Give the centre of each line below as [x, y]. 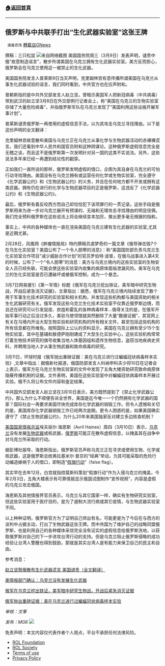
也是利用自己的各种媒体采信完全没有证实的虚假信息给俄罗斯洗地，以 [87, 531]
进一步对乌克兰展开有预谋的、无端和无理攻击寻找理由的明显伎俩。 [93, 211]
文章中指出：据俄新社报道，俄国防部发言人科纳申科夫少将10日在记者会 [86, 363]
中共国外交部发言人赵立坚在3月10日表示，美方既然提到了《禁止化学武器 [78, 392]
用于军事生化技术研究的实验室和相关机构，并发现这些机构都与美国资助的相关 [82, 297]
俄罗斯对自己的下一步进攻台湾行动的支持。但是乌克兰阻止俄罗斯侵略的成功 [84, 537]
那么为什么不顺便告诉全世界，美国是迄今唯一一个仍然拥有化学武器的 [84, 398]
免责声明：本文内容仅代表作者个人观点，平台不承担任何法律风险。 [72, 633]
